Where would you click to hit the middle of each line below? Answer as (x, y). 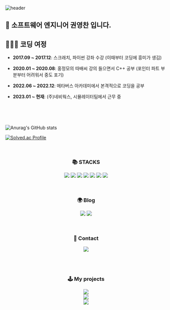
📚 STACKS (86, 162)
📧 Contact (86, 238)
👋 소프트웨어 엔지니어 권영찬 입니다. (58, 25)
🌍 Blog (86, 200)
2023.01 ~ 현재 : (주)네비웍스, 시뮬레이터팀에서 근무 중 (67, 97)
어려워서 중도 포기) (45, 75)
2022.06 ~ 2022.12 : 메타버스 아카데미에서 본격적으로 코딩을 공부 (79, 86)
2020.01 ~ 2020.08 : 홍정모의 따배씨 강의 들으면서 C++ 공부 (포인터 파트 (86, 69)
